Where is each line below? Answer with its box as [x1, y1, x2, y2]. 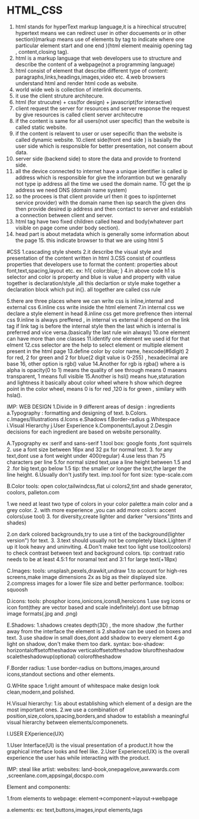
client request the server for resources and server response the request [15, 105, 190, 112]
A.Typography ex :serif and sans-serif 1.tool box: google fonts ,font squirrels [6, 439, 193, 446]
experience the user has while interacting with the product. [6, 754, 150, 761]
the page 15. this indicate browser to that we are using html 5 [15, 237, 164, 244]
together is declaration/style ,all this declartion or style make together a [6, 279, 181, 287]
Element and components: [6, 783, 71, 790]
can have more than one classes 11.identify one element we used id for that [6, 335, 190, 342]
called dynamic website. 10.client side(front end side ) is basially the [15, 136, 181, 143]
